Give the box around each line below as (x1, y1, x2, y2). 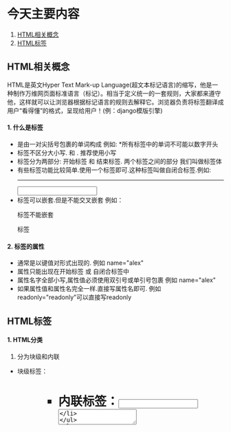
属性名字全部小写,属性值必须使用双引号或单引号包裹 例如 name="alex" (16, 276, 217, 284)
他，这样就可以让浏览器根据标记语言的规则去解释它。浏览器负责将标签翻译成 (7, 98, 224, 106)
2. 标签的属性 (7, 242, 45, 250)
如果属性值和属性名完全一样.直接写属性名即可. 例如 (16, 285, 162, 293)
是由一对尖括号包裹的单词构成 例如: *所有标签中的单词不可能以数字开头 (16, 140, 219, 148)
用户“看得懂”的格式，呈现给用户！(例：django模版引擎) (7, 106, 163, 114)
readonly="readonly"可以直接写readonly (16, 293, 132, 301)
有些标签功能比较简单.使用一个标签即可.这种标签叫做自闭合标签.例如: (16, 166, 211, 174)
